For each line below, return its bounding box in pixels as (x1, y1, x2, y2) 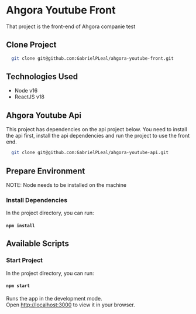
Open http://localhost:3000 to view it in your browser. (6, 301, 136, 308)
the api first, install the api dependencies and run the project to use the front (6, 132, 190, 139)
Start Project (6, 256, 43, 264)
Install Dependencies (6, 196, 68, 204)
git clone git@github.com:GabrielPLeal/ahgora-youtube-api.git (11, 150, 169, 156)
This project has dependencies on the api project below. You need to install (6, 126, 187, 133)
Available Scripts (6, 238, 69, 249)
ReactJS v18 (14, 93, 45, 100)
